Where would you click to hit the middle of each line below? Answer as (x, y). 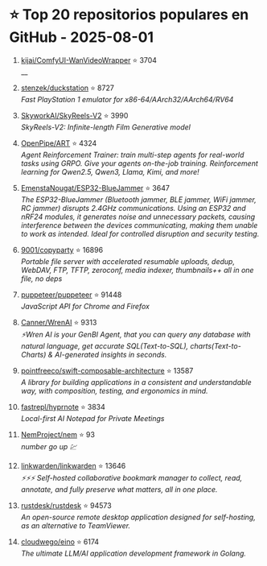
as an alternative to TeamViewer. (76, 525)
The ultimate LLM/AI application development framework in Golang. (133, 553)
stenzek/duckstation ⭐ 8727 (68, 88)
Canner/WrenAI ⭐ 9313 (59, 322)
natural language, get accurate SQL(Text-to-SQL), (105, 345)
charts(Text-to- (216, 345)
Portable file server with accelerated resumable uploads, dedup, (128, 261)
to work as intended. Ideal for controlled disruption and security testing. (140, 233)
